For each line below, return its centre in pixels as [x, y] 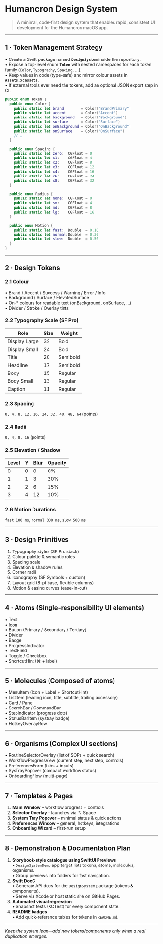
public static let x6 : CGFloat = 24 [54, 176]
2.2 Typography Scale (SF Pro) [42, 320]
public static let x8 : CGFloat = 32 [54, 181]
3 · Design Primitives [37, 540]
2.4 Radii [16, 427]
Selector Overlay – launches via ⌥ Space [54, 813]
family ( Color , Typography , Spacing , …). [43, 70]
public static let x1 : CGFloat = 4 [53, 158]
